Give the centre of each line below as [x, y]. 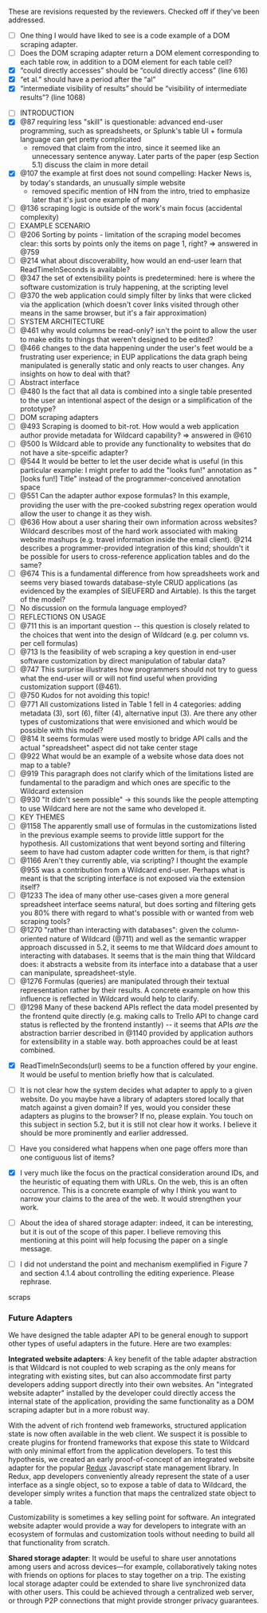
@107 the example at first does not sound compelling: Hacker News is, [136, 173]
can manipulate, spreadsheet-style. [78, 973]
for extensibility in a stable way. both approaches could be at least [128, 1041]
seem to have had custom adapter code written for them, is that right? [134, 852]
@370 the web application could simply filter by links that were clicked [135, 295]
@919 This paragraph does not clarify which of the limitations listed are [137, 774]
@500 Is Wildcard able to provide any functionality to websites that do [135, 444]
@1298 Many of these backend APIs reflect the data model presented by [139, 1007]
